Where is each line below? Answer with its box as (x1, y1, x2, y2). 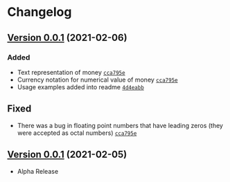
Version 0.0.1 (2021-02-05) (7, 149, 127, 161)
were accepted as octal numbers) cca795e (17, 129, 137, 137)
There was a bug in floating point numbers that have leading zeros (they (17, 121, 224, 129)
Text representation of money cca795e (17, 68, 126, 76)
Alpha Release (17, 167, 59, 175)
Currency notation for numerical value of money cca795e (17, 75, 178, 84)
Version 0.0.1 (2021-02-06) (7, 32, 127, 44)
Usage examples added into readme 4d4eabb (17, 82, 144, 91)
